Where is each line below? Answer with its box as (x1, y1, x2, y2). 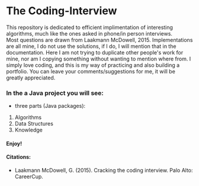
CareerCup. (14, 173, 43, 180)
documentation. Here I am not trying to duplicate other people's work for (6, 49, 184, 56)
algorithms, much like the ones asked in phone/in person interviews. (6, 30, 173, 37)
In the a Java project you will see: (6, 89, 104, 97)
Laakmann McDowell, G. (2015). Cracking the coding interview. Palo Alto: (14, 167, 194, 174)
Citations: (6, 153, 31, 161)
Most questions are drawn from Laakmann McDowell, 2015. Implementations (6, 36, 193, 43)
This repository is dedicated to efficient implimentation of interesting (6, 24, 174, 31)
